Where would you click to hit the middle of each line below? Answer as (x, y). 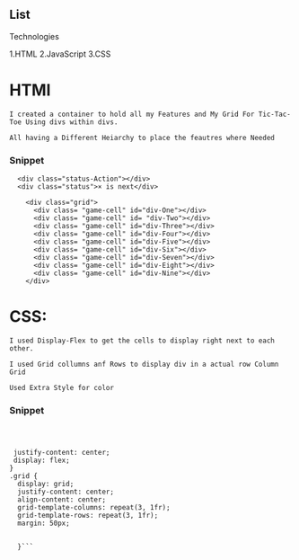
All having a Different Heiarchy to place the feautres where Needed (142, 138)
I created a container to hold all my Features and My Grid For (132, 114)
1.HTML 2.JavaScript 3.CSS (60, 54)
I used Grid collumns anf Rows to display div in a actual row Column (144, 364)
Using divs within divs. (72, 122)
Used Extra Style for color (62, 387)
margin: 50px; (44, 524)
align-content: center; (62, 500)
